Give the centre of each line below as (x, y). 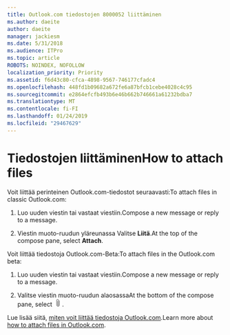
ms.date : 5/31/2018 (35, 44)
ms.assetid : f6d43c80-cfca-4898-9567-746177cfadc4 (81, 80)
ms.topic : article (33, 58)
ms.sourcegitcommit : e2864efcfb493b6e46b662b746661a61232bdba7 (100, 94)
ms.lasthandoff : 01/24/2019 (48, 116)
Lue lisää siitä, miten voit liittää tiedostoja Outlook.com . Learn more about (110, 317)
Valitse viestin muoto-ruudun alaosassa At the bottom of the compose (115, 295)
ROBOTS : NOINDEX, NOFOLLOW (46, 65)
